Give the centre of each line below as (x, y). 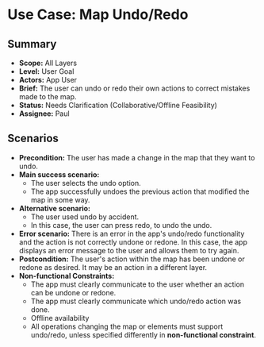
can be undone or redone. (73, 292)
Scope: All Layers (48, 63)
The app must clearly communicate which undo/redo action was (136, 301)
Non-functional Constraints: (67, 276)
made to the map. (48, 96)
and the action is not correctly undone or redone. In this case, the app (133, 242)
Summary (32, 44)
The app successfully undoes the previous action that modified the (140, 191)
